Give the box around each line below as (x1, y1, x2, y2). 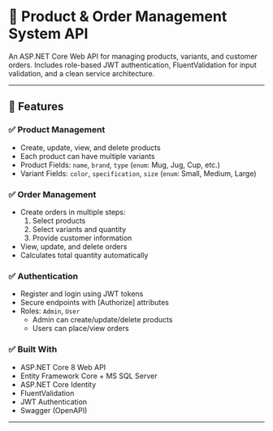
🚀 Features (8, 100, 64, 114)
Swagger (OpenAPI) (19, 405, 88, 415)
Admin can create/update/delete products (32, 315, 173, 325)
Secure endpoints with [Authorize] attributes (19, 298, 169, 308)
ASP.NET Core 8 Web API (19, 362, 106, 372)
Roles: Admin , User (19, 306, 80, 316)
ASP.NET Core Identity (19, 379, 97, 389)
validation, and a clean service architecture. (8, 68, 155, 78)
